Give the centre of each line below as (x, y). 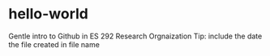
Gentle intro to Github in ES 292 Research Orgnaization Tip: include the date (135, 36)
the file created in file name (54, 44)
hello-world (49, 14)
